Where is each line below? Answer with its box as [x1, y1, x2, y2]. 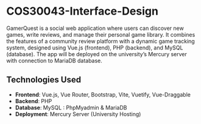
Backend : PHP [15, 97, 52, 104]
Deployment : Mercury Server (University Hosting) [15, 110, 141, 117]
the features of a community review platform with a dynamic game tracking [6, 37, 195, 45]
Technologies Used [6, 75, 81, 85]
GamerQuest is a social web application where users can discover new [6, 24, 184, 32]
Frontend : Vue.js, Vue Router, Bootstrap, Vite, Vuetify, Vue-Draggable [15, 90, 191, 98]
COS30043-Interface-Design [6, 4, 158, 18]
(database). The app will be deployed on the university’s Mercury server [6, 50, 188, 57]
